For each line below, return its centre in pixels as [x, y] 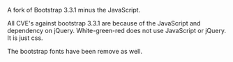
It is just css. [25, 38]
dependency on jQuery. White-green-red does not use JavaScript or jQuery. [117, 31]
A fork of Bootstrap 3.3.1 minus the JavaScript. [74, 10]
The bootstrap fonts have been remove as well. [75, 51]
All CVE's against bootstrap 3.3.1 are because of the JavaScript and [104, 23]
